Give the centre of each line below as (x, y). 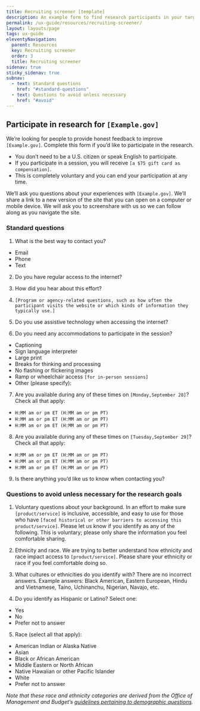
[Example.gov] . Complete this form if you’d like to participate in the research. (100, 145)
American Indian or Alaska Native (56, 646)
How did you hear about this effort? (58, 288)
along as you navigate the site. (44, 213)
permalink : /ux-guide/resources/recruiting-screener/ (74, 23)
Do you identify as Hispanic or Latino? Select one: (76, 599)
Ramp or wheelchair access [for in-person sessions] (82, 377)
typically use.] (35, 311)
